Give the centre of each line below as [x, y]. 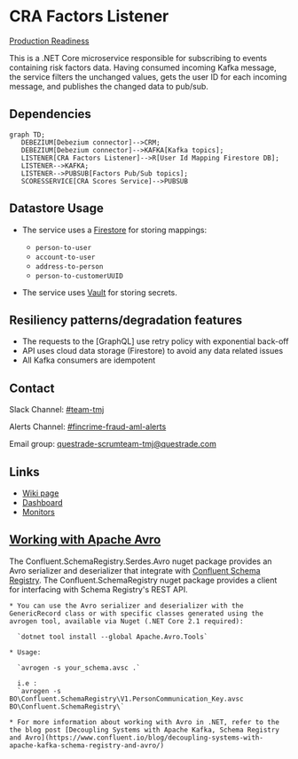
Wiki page [40, 493]
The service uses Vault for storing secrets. [99, 292]
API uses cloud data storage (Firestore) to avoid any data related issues [153, 351]
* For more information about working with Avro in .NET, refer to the [144, 722]
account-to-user [65, 257]
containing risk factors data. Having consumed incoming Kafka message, [143, 67]
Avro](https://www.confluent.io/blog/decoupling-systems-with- [145, 738]
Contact [32, 388]
